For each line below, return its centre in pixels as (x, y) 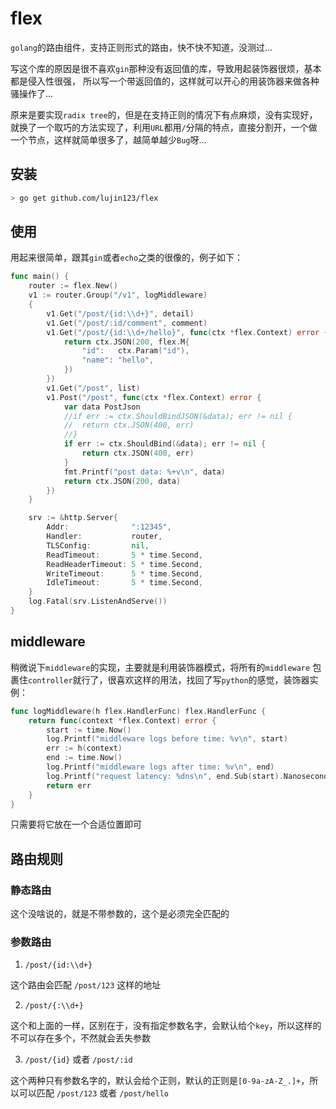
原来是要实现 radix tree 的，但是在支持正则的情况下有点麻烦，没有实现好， (164, 114)
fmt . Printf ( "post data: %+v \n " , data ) (144, 472)
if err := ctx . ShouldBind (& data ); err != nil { (165, 444)
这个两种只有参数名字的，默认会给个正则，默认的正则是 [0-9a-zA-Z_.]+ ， (160, 1081)
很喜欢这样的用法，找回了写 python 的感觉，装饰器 (208, 679)
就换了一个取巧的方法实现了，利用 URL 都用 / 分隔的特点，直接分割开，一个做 (164, 127)
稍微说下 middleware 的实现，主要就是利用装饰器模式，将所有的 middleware (160, 667)
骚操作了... (32, 93)
